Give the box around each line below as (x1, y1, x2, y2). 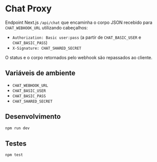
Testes (5, 139, 27, 148)
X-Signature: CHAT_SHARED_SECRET (12, 46, 82, 51)
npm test (5, 153, 23, 158)
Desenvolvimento (5, 112, 61, 121)
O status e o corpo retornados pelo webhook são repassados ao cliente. (5, 54, 153, 60)
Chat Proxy (5, 3, 52, 14)
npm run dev (5, 125, 30, 131)
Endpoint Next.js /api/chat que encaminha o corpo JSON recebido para (5, 19, 153, 25)
